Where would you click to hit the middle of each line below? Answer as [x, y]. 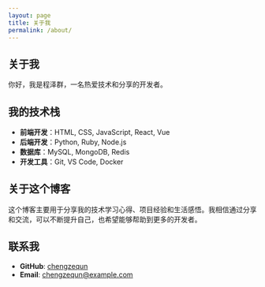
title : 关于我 [30, 23]
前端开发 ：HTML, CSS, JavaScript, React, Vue [95, 132]
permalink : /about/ [40, 30]
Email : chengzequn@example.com [76, 274]
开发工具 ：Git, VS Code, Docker [71, 162]
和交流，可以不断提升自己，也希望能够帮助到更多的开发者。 [105, 219]
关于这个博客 [39, 189]
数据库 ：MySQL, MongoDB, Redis [75, 152]
